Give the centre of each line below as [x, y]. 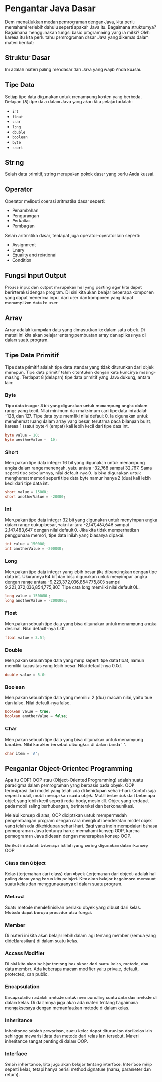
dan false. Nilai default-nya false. [38, 703]
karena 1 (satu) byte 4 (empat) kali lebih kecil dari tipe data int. [67, 426]
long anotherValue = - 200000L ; [37, 600]
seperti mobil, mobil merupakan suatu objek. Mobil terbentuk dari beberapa [80, 796]
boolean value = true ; [28, 712]
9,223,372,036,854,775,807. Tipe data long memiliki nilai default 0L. [73, 587]
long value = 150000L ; [28, 596]
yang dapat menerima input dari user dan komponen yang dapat [69, 297]
